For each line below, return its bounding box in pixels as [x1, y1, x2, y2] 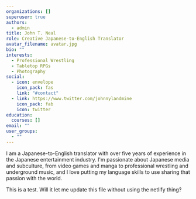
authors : [6, 19, 27, 25]
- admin [11, 25, 30, 31]
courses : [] [11, 118, 41, 123]
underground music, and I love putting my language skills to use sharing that [6, 168, 190, 176]
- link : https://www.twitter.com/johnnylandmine [11, 95, 132, 101]
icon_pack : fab [16, 101, 54, 107]
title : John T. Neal [6, 30, 57, 36]
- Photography [11, 68, 46, 74]
